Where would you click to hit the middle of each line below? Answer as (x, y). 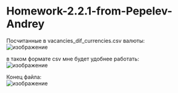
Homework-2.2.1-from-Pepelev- (89, 11)
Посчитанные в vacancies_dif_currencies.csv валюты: (76, 40)
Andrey (25, 24)
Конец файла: (24, 77)
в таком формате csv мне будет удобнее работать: (73, 59)
